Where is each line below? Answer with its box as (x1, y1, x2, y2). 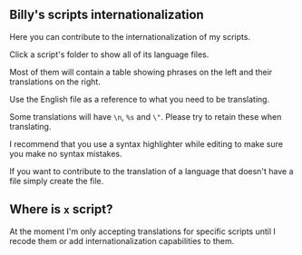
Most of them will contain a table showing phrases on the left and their (9, 66, 273, 77)
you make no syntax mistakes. (9, 148, 122, 159)
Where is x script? (9, 201, 113, 217)
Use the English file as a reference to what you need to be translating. (9, 93, 270, 104)
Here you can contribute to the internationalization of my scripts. (9, 31, 251, 42)
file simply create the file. (9, 175, 104, 186)
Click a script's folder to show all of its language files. (9, 49, 209, 60)
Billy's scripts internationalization (9, 7, 204, 23)
